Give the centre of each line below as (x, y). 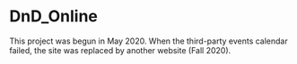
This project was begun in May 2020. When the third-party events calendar (149, 41)
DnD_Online (54, 16)
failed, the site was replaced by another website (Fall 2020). (120, 50)
